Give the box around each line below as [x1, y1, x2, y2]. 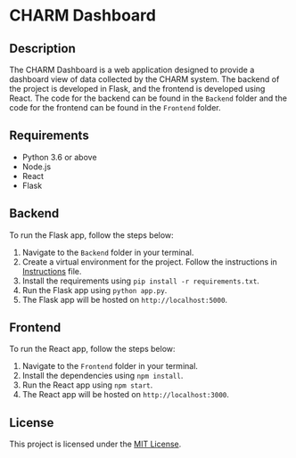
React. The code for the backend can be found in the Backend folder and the [9, 93, 288, 103]
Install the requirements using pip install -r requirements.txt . [21, 275, 260, 286]
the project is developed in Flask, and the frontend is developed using [9, 84, 266, 94]
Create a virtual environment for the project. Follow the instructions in [21, 256, 278, 267]
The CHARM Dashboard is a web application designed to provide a [9, 64, 255, 75]
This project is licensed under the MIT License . [9, 438, 182, 450]
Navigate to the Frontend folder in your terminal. [21, 361, 199, 372]
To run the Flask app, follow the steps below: [9, 229, 174, 241]
